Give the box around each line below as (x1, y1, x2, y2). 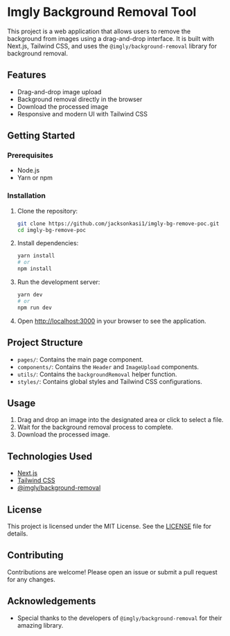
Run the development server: (17, 278, 100, 286)
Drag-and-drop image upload (17, 87, 102, 96)
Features (7, 69, 46, 81)
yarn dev (17, 292, 43, 299)
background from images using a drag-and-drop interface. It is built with (7, 34, 215, 42)
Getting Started (7, 130, 76, 142)
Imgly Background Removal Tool (7, 4, 197, 20)
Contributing (7, 549, 64, 561)
